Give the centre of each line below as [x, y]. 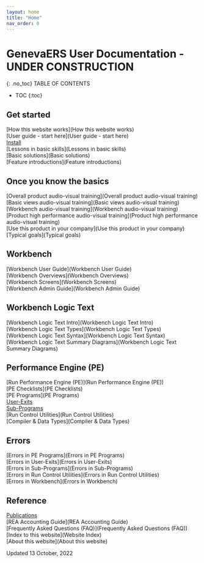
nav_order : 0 [23, 23]
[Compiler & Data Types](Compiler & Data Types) [68, 421]
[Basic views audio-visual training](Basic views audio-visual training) [93, 202]
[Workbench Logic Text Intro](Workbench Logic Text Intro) [80, 323]
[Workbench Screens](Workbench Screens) [62, 281]
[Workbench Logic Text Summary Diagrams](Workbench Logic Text [92, 342]
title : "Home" [24, 18]
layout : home [23, 12]
